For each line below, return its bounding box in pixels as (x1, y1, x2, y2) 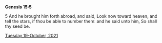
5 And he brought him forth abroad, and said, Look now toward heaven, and (5, 13, 158, 19)
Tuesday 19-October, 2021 (5, 33, 58, 38)
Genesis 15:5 (5, 4, 32, 10)
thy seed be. (5, 23, 30, 29)
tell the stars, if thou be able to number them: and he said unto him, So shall (5, 19, 157, 24)
